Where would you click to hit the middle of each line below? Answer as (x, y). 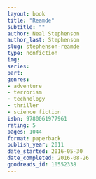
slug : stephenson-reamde (43, 47)
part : (15, 73)
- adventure (25, 86)
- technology (26, 99)
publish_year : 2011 (36, 145)
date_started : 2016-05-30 (45, 152)
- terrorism (25, 92)
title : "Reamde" (31, 20)
